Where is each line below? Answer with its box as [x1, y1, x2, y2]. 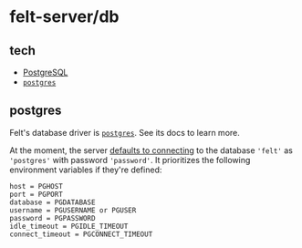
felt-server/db [9, 6, 120, 27]
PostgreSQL [22, 67, 68, 77]
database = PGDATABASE [9, 198, 96, 207]
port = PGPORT [9, 190, 64, 199]
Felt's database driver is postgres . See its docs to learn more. [9, 127, 240, 138]
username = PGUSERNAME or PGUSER [9, 205, 137, 215]
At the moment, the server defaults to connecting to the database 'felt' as [9, 144, 294, 156]
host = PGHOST [9, 181, 64, 191]
